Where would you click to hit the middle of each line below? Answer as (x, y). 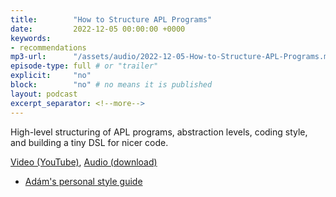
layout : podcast (44, 94)
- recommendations (48, 47)
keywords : (31, 38)
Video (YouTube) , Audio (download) (84, 162)
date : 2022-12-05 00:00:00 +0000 (98, 29)
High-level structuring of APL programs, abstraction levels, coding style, (159, 132)
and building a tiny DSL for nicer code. (89, 142)
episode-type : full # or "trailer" (84, 66)
